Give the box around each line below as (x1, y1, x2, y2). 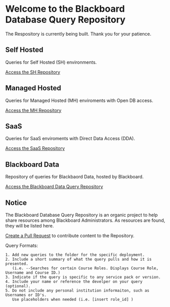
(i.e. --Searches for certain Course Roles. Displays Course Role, (12, 266, 159, 271)
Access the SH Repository (5, 69, 60, 75)
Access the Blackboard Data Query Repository (5, 184, 103, 190)
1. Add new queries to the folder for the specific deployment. (5, 252, 145, 258)
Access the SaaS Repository (5, 145, 65, 151)
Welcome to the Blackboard (5, 3, 125, 15)
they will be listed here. (5, 223, 54, 228)
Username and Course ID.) (5, 270, 60, 275)
